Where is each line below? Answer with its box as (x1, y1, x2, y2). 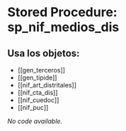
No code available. (7, 117, 62, 125)
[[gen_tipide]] (17, 73, 57, 82)
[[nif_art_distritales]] (17, 81, 76, 89)
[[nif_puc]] (17, 104, 49, 111)
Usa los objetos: (7, 47, 80, 59)
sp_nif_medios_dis (7, 19, 120, 35)
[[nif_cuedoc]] (17, 96, 59, 104)
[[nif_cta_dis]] (17, 89, 58, 96)
